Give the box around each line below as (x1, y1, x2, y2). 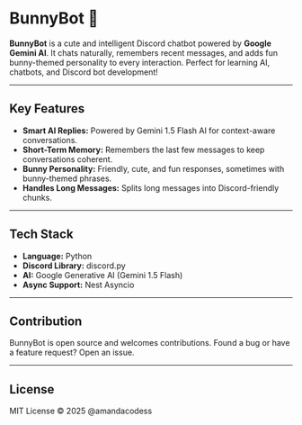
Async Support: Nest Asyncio (22, 279, 135, 290)
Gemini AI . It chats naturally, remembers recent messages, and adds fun (9, 47, 279, 58)
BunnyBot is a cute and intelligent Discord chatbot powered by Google (9, 38, 272, 49)
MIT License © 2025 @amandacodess (9, 405, 153, 417)
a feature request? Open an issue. (9, 347, 135, 358)
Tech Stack (9, 227, 74, 242)
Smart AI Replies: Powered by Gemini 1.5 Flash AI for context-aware (22, 125, 276, 136)
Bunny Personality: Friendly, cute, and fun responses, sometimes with (22, 163, 285, 174)
